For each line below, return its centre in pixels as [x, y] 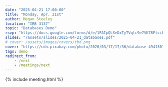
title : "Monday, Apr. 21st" [34, 14]
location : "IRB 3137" [28, 24]
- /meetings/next [32, 65]
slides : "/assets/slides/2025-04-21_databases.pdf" [60, 38]
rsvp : [11, 33]
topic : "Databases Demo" [31, 28]
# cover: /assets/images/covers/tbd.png [48, 42]
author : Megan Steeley [29, 19]
